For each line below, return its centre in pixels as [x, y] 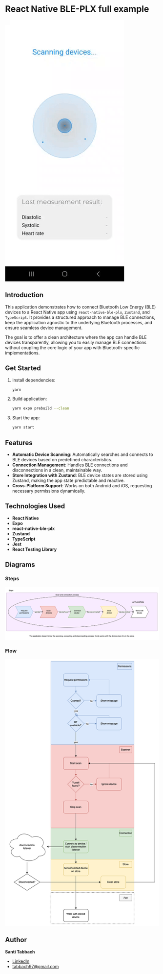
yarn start [23, 428]
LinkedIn [21, 961]
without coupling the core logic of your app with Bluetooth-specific [72, 347]
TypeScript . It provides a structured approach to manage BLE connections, [80, 317]
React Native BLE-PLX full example [77, 9]
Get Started [23, 368]
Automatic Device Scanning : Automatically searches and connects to [82, 454]
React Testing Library [34, 549]
